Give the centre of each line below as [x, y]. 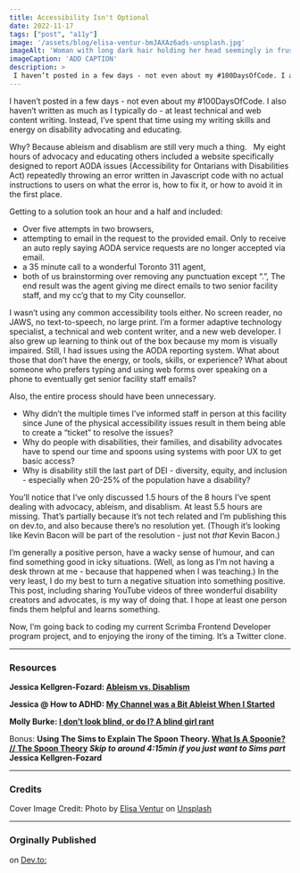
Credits [25, 789]
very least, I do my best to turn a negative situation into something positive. [147, 580]
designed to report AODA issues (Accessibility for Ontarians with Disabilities [149, 165]
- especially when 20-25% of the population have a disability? [136, 479]
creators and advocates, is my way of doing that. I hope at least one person [148, 600]
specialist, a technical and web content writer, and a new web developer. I [145, 331]
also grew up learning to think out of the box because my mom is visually [144, 341]
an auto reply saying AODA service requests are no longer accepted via [154, 247]
